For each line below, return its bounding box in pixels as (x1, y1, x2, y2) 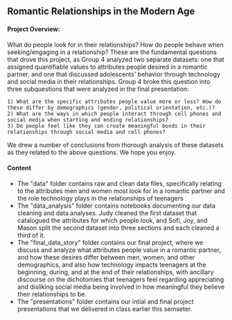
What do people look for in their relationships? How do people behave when (7, 40, 224, 49)
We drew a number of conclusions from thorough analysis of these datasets (7, 140, 224, 149)
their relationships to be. (17, 289, 87, 298)
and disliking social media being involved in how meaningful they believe (17, 283, 225, 291)
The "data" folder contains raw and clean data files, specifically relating (17, 179, 222, 187)
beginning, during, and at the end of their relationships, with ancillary (17, 267, 215, 276)
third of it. (17, 230, 46, 239)
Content (7, 164, 31, 172)
